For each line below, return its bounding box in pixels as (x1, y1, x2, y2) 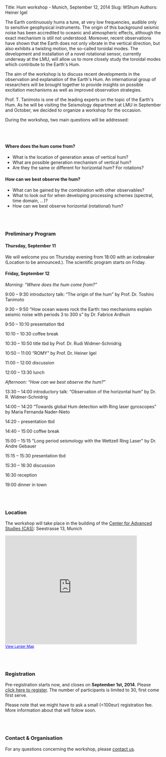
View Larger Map (5, 644, 35, 649)
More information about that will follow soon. (5, 707, 97, 713)
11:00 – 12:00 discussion (5, 359, 55, 365)
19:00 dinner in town (5, 481, 47, 487)
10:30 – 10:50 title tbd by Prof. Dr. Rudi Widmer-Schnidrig (5, 340, 121, 346)
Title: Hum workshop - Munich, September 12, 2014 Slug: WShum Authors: (5, 4, 158, 10)
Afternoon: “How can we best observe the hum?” (5, 379, 106, 385)
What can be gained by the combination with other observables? (12, 187, 145, 193)
